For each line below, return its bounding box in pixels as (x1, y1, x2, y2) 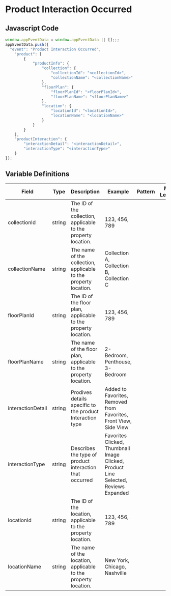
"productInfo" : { (32, 61, 70, 66)
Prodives (70, 388, 92, 395)
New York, (104, 556, 130, 563)
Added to (104, 385, 127, 392)
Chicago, (104, 563, 126, 570)
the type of (70, 451, 97, 458)
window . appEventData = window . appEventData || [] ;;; (5, 37, 120, 42)
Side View (104, 423, 129, 431)
